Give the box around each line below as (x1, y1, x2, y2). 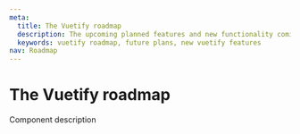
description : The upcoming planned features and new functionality (17, 29, 274, 38)
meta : (9, 13, 29, 22)
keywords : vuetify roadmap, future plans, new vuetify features (17, 38, 262, 47)
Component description (9, 114, 96, 125)
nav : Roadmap (9, 46, 58, 55)
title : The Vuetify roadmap (17, 21, 122, 30)
